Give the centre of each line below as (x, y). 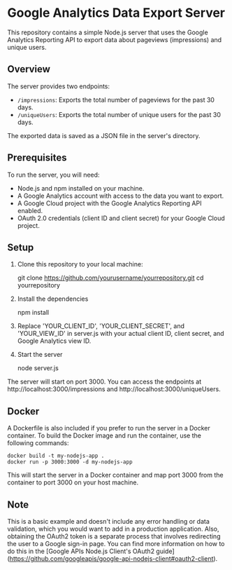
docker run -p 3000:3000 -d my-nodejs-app (70, 462)
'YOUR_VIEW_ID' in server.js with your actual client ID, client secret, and (121, 334)
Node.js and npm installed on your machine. (81, 188)
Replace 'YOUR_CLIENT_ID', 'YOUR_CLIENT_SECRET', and (101, 326)
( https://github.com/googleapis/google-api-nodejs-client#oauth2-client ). (113, 558)
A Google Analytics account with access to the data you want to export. (121, 196)
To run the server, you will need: (53, 175)
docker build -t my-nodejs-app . (56, 456)
